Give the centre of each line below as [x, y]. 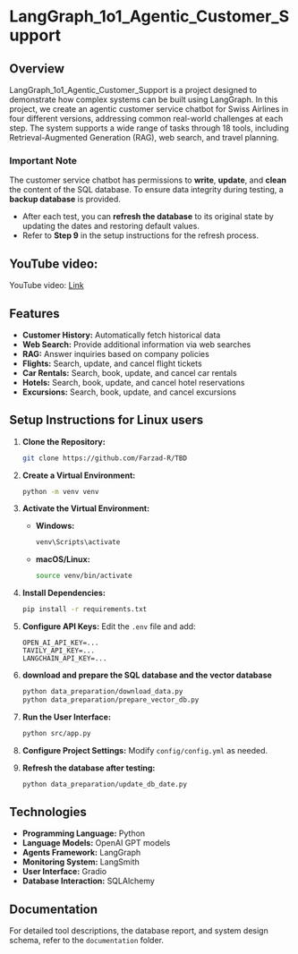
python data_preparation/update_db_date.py [105, 784]
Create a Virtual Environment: [79, 475]
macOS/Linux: [63, 559]
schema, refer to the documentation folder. [86, 941]
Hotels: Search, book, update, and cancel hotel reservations [133, 382]
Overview [37, 68]
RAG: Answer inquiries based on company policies [116, 353]
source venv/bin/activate [84, 576]
